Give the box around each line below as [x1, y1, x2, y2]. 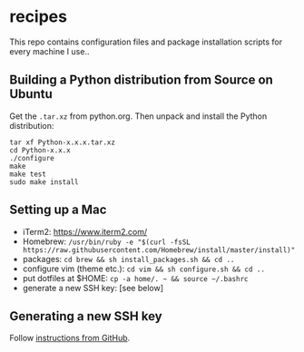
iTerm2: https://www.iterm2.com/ [22, 226, 148, 237]
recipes [9, 6, 68, 27]
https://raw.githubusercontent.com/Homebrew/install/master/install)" [22, 245, 296, 255]
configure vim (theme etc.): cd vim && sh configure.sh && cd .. [22, 263, 266, 274]
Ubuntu [9, 86, 53, 102]
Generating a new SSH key [9, 308, 162, 324]
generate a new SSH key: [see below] [22, 282, 164, 293]
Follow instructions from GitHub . [9, 333, 131, 344]
